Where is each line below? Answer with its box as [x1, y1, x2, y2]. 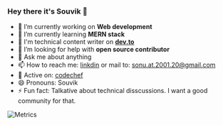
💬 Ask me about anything [17, 53, 92, 61]
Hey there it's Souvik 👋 [7, 6, 88, 16]
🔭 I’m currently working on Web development [17, 23, 152, 31]
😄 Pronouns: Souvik [17, 78, 78, 87]
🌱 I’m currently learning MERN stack [17, 30, 125, 38]
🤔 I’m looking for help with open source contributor [17, 45, 170, 54]
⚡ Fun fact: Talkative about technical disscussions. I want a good [17, 87, 208, 95]
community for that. [17, 97, 76, 105]
